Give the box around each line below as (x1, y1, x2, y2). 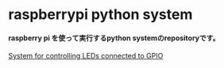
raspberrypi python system (8, 6, 193, 24)
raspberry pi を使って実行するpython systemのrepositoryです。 (8, 33, 220, 43)
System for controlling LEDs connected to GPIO (8, 51, 164, 61)
